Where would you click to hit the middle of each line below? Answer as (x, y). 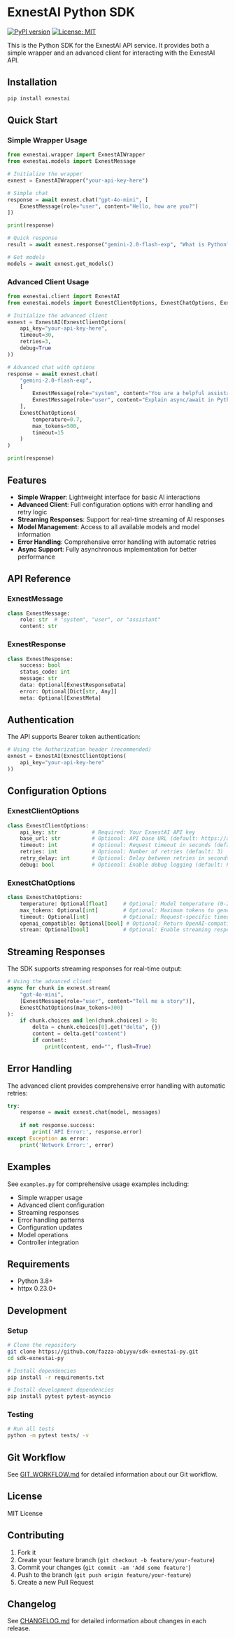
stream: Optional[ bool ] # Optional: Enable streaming (115, 930)
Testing (20, 1415)
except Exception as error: (48, 1138)
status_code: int (45, 672)
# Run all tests (31, 1429)
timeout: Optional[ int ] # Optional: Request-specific (115, 917)
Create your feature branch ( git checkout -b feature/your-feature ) (116, 1559)
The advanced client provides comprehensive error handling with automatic (116, 1086)
